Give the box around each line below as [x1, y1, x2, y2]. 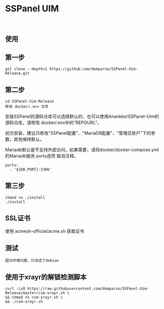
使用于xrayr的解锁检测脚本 [5, 272, 87, 281]
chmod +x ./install [5, 195, 45, 200]
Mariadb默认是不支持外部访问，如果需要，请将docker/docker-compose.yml [5, 147, 159, 153]
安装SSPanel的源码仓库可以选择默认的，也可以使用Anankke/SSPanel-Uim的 [5, 113, 160, 119]
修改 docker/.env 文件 [5, 104, 49, 109]
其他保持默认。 [13, 136, 44, 142]
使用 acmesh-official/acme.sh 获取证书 [5, 228, 84, 234]
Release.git [5, 71, 30, 76]
